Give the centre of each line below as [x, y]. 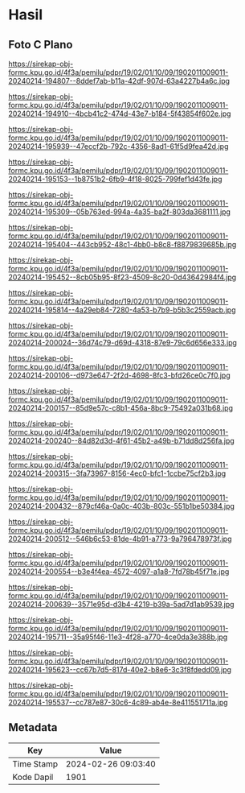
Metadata [33, 727]
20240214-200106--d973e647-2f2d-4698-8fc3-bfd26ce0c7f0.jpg [119, 375]
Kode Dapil [33, 777]
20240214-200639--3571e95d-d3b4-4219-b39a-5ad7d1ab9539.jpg [121, 604]
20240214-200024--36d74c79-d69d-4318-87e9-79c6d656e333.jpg [122, 343]
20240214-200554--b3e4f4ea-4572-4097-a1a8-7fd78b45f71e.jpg [119, 572]
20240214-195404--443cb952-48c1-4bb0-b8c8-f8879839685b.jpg [122, 244]
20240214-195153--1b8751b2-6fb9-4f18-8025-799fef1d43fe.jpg [115, 179]
